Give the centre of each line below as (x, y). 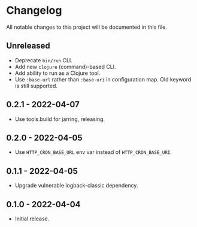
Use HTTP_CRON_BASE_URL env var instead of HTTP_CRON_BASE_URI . (93, 152)
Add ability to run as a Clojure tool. (57, 73)
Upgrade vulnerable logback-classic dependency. (76, 186)
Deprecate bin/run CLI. (44, 60)
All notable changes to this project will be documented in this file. (87, 27)
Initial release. (32, 219)
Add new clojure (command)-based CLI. (65, 66)
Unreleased (28, 46)
